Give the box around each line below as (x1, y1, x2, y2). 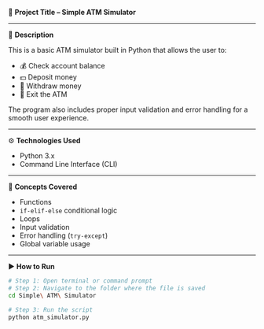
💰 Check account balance (19, 61, 105, 70)
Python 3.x (19, 151, 55, 161)
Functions (19, 198, 53, 206)
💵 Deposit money (19, 72, 77, 82)
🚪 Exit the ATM (19, 90, 68, 98)
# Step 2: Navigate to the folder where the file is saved (8, 284, 206, 292)
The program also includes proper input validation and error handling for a (8, 105, 248, 114)
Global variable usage (19, 239, 90, 248)
